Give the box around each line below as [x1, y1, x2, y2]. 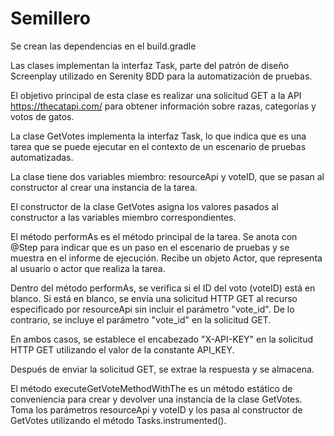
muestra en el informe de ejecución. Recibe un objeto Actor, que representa [10, 252, 323, 264]
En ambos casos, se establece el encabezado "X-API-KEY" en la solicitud [10, 333, 313, 345]
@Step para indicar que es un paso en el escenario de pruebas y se [10, 241, 290, 253]
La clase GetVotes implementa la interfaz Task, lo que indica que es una [10, 130, 307, 142]
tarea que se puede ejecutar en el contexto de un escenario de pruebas [10, 140, 307, 152]
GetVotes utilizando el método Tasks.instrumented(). [10, 414, 227, 426]
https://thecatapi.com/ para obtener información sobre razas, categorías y [10, 100, 317, 112]
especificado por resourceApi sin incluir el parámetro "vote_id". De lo [10, 303, 295, 315]
